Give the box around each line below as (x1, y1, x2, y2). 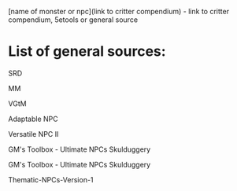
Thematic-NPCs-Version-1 (8, 174, 94, 184)
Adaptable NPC (8, 114, 58, 123)
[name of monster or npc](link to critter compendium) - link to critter (8, 7, 230, 16)
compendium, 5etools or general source (8, 15, 139, 24)
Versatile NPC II (8, 129, 59, 138)
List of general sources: (8, 42, 167, 61)
